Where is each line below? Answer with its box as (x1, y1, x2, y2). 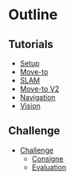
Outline (8, 6, 58, 24)
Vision (19, 101, 41, 110)
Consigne (31, 153, 64, 163)
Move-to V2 (19, 84, 60, 93)
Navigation (19, 93, 56, 101)
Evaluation (31, 162, 66, 172)
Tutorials (8, 38, 53, 51)
